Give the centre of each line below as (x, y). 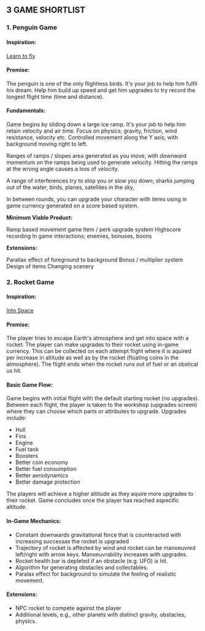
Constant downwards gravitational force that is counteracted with (98, 535)
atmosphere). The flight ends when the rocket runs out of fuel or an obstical (102, 364)
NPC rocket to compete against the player (68, 608)
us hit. (14, 371)
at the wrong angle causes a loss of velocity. (63, 169)
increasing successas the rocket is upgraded (72, 541)
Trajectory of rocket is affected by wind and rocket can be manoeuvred (105, 548)
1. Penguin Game (32, 28)
